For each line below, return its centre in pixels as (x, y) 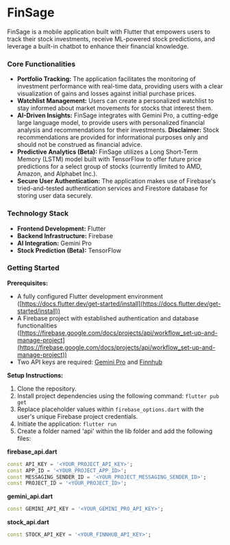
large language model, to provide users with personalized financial (111, 123)
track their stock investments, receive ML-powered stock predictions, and (111, 38)
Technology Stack (38, 213)
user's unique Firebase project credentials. (77, 416)
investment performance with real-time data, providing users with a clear (120, 86)
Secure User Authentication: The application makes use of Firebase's (116, 181)
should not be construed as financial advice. (79, 145)
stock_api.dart (28, 522)
